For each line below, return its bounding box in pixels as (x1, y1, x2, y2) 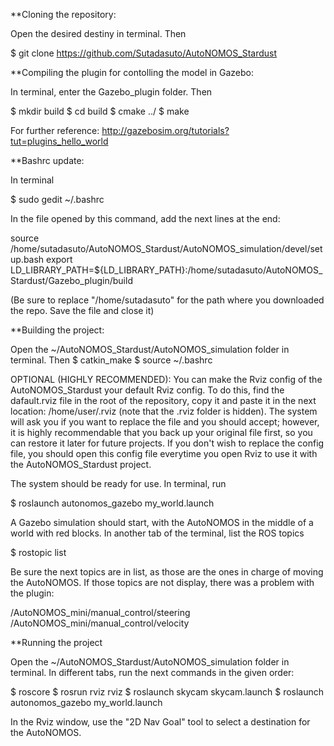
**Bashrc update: (10, 155, 85, 166)
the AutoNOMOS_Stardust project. (10, 459, 152, 470)
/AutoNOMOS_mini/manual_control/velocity (10, 617, 190, 629)
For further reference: (10, 125, 100, 136)
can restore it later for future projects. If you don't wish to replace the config (10, 437, 325, 449)
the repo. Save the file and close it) (10, 305, 155, 316)
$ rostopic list (10, 547, 67, 558)
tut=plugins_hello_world (10, 135, 109, 147)
